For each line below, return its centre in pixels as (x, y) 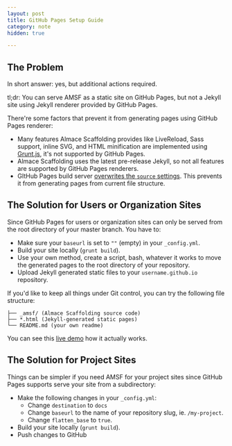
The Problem (35, 67)
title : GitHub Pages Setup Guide (55, 20)
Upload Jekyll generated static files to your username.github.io (107, 272)
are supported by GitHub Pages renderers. (78, 169)
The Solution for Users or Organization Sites (105, 205)
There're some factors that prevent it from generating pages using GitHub (113, 118)
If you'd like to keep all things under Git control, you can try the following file (116, 293)
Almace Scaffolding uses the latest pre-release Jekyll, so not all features (121, 161)
